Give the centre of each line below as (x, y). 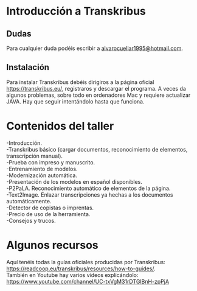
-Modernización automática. (42, 175)
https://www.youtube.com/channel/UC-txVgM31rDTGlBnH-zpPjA (88, 281)
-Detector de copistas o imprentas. (50, 208)
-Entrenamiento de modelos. (42, 169)
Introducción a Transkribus (76, 11)
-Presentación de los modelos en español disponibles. (74, 181)
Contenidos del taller (60, 126)
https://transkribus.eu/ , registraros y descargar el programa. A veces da (96, 88)
